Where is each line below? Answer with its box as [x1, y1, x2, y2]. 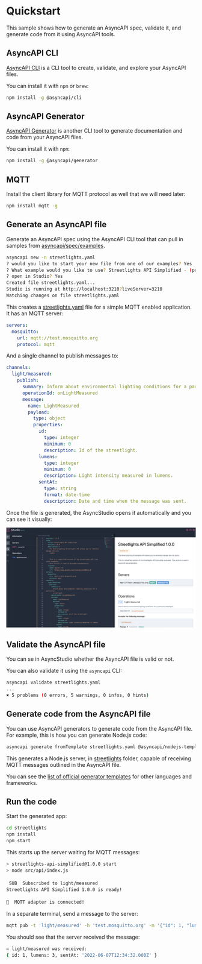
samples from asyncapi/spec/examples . [6, 242, 105, 249]
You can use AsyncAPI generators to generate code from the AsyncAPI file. [6, 725, 193, 732]
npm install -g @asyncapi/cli [6, 95, 82, 101]
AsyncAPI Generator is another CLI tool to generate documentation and [6, 127, 183, 134]
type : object [32, 415, 66, 421]
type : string [44, 485, 77, 492]
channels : [6, 365, 31, 371]
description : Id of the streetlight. [44, 447, 138, 453]
